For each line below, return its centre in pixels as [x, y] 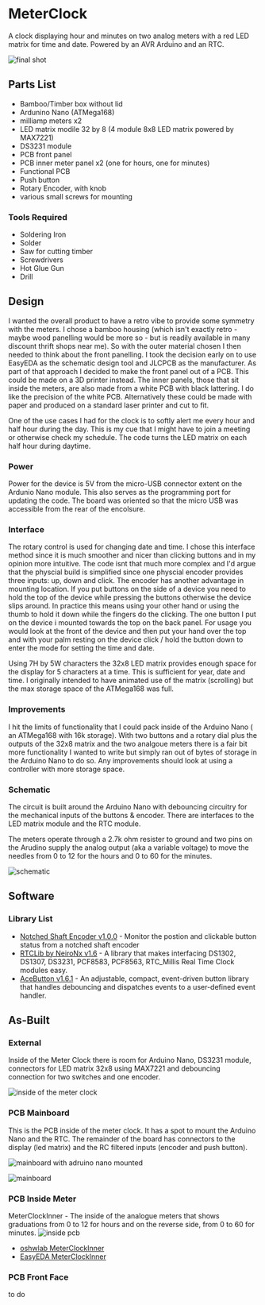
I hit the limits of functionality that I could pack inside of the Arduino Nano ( [131, 727]
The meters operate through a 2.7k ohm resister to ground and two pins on [131, 840]
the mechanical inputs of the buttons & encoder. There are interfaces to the [131, 816]
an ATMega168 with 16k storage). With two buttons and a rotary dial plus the [133, 735]
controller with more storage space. [67, 769]
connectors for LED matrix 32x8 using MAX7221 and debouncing [114, 1068]
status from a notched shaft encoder [80, 944]
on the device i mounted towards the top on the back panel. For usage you [130, 623]
